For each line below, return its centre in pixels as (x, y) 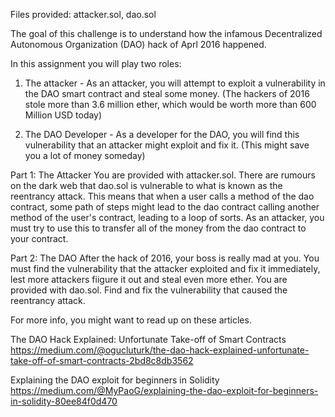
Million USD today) (63, 115)
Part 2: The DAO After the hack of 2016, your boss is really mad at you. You (165, 258)
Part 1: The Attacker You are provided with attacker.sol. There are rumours (163, 175)
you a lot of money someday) (85, 155)
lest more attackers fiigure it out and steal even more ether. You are (149, 279)
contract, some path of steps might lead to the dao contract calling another (165, 207)
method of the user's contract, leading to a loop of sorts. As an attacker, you (167, 217)
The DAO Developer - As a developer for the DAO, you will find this (162, 134)
